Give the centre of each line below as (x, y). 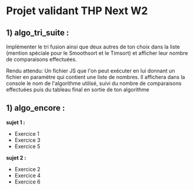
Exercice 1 (27, 133)
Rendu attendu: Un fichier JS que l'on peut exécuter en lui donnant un (91, 71)
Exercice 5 (27, 146)
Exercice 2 (27, 169)
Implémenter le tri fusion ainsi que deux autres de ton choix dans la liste (93, 47)
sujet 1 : (16, 122)
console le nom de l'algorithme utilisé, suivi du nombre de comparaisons (94, 83)
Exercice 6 (27, 182)
